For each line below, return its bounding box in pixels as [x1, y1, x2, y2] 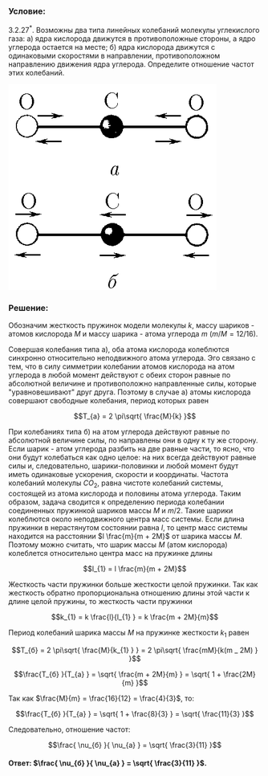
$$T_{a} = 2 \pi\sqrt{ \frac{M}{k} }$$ [73, 411, 197, 421]
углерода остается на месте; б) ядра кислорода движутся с [8, 42, 215, 51]
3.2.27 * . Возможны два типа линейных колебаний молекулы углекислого [8, 24, 260, 35]
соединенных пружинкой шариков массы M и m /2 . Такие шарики [8, 506, 233, 516]
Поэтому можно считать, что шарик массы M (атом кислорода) [8, 540, 228, 549]
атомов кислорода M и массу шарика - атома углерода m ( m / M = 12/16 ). [8, 329, 258, 339]
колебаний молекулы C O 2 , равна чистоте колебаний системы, [8, 478, 223, 490]
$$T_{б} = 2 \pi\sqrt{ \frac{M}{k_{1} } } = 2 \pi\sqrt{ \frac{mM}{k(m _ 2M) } [11, 645, 258, 655]
